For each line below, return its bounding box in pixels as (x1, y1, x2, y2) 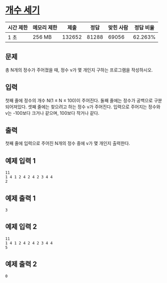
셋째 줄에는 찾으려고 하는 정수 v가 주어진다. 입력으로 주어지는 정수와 (28, 104, 161, 110)
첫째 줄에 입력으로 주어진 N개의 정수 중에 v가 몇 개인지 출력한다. (5, 140, 130, 147)
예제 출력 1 (5, 194, 36, 202)
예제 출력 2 (5, 260, 37, 268)
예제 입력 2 (5, 223, 37, 231)
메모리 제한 (32, 24, 58, 31)
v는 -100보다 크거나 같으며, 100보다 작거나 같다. (5, 110, 100, 116)
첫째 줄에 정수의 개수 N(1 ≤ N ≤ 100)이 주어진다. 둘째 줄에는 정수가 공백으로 (5, 97, 153, 103)
